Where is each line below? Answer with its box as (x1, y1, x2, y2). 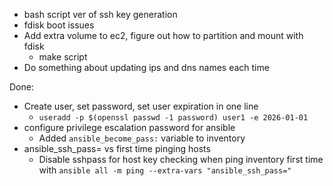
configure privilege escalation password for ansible (23, 122, 236, 133)
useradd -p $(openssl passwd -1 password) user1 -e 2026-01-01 (38, 113, 309, 123)
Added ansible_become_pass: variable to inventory (38, 132, 246, 144)
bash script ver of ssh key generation (23, 9, 178, 20)
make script (38, 51, 88, 63)
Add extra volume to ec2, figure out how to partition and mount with (23, 30, 304, 41)
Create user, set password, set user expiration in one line (23, 100, 259, 112)
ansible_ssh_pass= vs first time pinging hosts (23, 143, 211, 154)
